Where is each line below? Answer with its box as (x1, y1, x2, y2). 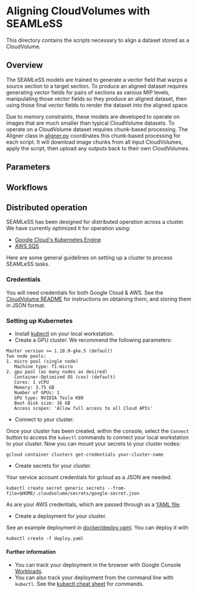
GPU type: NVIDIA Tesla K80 (14, 395, 84, 401)
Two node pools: (6, 353, 46, 359)
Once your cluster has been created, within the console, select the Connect (6, 427, 189, 434)
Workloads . (14, 568, 43, 575)
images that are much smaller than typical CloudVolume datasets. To (6, 119, 175, 126)
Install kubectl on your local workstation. (14, 330, 114, 337)
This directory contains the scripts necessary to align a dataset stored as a (6, 36, 189, 44)
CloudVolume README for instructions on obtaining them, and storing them (6, 295, 192, 302)
